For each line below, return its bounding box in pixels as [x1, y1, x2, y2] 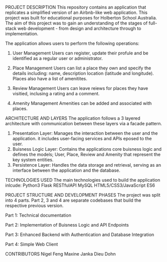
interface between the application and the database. [12, 167, 120, 173]
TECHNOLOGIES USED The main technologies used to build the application [5, 177, 160, 183]
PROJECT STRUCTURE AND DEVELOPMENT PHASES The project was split [5, 192, 161, 198]
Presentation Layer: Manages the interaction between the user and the [12, 130, 158, 136]
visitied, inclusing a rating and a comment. [12, 91, 100, 96]
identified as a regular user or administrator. [12, 55, 103, 61]
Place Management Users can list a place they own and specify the [12, 65, 151, 71]
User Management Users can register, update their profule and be [12, 50, 148, 56]
